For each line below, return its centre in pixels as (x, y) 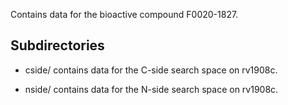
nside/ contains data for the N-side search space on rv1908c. (151, 89)
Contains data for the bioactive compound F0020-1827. (124, 14)
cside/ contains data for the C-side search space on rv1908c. (151, 70)
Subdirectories (57, 45)
